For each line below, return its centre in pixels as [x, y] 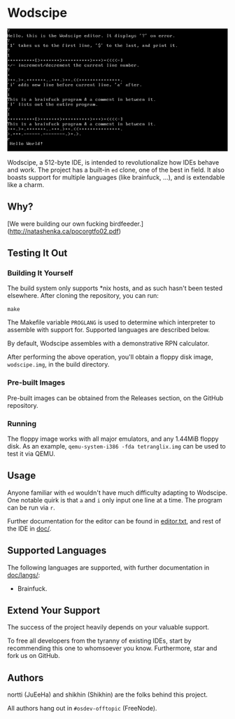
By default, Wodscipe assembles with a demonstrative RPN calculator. [108, 343]
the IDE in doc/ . [29, 528]
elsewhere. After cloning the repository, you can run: [83, 296]
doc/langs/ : [24, 575]
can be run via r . [31, 507]
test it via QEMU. [31, 454]
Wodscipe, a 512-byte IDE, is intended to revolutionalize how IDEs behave [113, 162]
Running [22, 423]
